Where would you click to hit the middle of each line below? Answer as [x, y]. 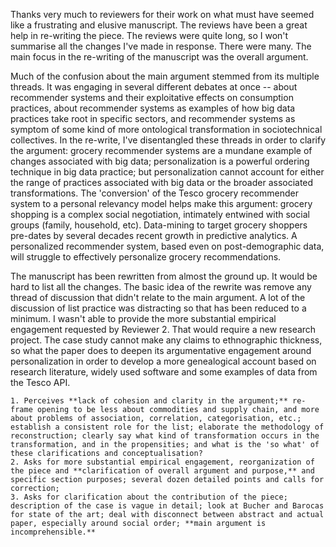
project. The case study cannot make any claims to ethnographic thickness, [166, 340]
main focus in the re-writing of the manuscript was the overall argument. [159, 57]
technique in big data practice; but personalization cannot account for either [167, 172]
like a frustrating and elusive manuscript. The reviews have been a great [159, 25]
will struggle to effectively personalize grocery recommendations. [146, 257]
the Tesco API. [40, 382]
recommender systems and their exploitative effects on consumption [152, 97]
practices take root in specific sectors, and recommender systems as [153, 118]
